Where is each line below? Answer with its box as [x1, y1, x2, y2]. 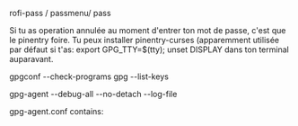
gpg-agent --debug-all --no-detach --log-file [9, 89, 178, 99]
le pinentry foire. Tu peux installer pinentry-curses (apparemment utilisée [9, 35, 280, 45]
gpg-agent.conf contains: [9, 106, 104, 116]
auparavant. [9, 54, 54, 64]
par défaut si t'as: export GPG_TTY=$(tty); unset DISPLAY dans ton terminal [9, 44, 289, 55]
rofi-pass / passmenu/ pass [9, 8, 111, 18]
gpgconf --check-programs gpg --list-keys [9, 71, 169, 82]
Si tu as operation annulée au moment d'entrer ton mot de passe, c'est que [9, 25, 286, 35]
